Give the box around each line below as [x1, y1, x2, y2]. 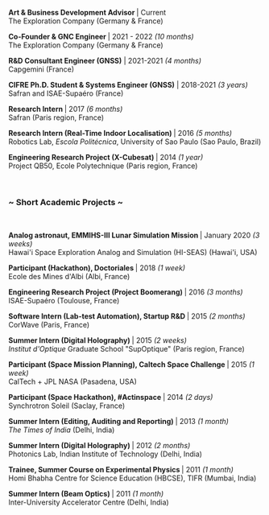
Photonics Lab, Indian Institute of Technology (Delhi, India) [8, 449, 203, 459]
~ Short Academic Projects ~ [8, 196, 123, 208]
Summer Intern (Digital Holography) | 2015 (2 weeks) [8, 336, 188, 345]
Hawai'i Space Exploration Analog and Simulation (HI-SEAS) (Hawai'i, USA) [8, 248, 258, 257]
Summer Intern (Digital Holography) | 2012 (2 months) [8, 441, 191, 451]
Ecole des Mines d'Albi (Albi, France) [8, 272, 130, 282]
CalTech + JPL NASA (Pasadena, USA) [8, 377, 137, 386]
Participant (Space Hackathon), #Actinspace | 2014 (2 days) [8, 393, 213, 402]
